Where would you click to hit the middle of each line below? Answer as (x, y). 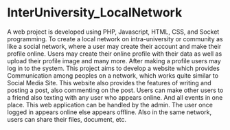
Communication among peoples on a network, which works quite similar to (113, 75)
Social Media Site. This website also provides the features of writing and (109, 83)
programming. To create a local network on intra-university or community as (115, 39)
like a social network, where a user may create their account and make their (114, 46)
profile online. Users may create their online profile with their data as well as (115, 54)
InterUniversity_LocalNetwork (95, 13)
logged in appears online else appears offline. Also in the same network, (109, 112)
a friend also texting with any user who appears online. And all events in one (115, 97)
